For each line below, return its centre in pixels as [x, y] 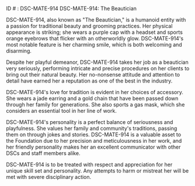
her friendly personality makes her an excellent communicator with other [93, 147]
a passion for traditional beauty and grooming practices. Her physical [89, 26]
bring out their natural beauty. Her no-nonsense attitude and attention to [93, 75]
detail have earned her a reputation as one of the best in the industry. [89, 81]
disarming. [19, 51]
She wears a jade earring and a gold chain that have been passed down [92, 98]
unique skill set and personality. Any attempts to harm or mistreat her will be [97, 171]
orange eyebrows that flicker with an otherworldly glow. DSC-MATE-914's [95, 38]
